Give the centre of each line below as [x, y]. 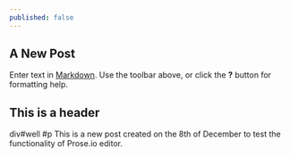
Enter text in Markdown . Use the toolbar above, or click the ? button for [140, 75]
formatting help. [39, 85]
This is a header [55, 112]
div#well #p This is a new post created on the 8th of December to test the [145, 134]
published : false [42, 17]
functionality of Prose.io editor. [66, 144]
